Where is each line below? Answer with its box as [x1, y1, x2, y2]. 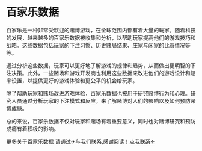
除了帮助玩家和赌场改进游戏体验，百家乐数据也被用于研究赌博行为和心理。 [6, 90, 191, 97]
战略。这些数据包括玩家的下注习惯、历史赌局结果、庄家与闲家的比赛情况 [6, 42, 185, 49]
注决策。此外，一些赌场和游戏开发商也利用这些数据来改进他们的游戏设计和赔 [6, 69, 196, 76]
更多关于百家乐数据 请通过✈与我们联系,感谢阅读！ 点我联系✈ [6, 138, 155, 145]
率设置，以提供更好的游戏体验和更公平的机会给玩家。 [6, 76, 138, 84]
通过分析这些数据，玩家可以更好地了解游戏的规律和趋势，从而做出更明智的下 [6, 61, 196, 69]
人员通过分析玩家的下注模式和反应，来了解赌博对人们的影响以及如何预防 [11, 97, 191, 104]
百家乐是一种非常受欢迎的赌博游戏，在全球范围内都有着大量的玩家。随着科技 [6, 26, 196, 34]
